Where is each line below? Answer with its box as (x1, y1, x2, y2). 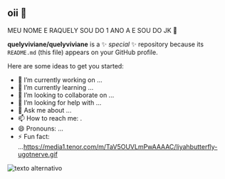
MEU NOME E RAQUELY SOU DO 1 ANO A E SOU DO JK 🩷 (7, 26, 178, 34)
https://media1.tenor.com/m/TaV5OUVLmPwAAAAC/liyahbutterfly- (23, 142, 218, 150)
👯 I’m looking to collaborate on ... (17, 91, 115, 99)
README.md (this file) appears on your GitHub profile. (7, 48, 158, 56)
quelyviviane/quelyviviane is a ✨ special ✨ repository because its (7, 40, 204, 48)
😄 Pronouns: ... (17, 124, 64, 133)
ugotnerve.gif (17, 150, 58, 158)
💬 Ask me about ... (17, 106, 72, 114)
